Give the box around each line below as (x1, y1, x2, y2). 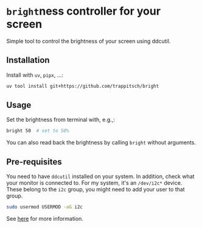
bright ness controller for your (6, 4, 161, 18)
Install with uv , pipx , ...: (6, 71, 64, 79)
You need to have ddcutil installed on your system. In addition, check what (6, 173, 195, 180)
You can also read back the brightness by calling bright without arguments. (6, 139, 197, 146)
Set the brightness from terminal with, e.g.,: (6, 116, 116, 123)
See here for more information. (6, 215, 84, 222)
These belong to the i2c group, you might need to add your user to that (6, 186, 185, 193)
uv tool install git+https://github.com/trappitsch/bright (6, 83, 159, 89)
